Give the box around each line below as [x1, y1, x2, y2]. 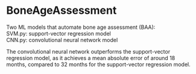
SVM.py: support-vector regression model [6, 29, 112, 37]
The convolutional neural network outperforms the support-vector [6, 48, 171, 55]
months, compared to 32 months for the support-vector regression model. [6, 61, 191, 68]
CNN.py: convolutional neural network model [6, 36, 118, 43]
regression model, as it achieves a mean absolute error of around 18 [6, 54, 175, 61]
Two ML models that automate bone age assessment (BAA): [6, 23, 156, 31]
